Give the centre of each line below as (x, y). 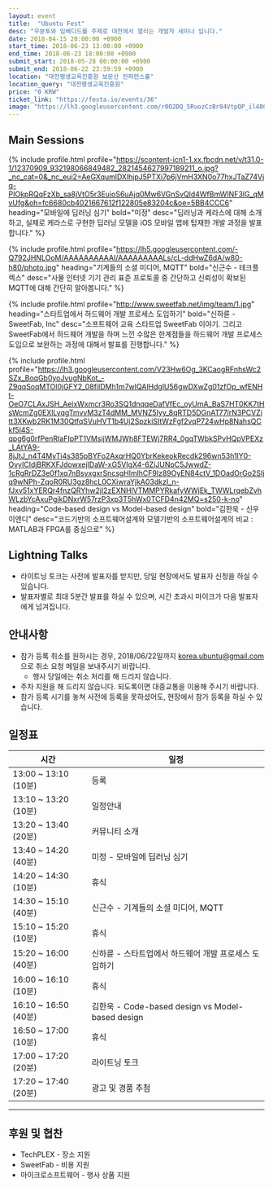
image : (19, 107)
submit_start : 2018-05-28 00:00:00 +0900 (80, 62)
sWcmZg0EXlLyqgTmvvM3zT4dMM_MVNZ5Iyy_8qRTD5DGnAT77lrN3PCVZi (135, 412)
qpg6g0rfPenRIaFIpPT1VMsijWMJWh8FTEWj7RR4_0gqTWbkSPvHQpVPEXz (136, 438)
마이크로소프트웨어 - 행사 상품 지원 (75, 1175)
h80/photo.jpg (32, 267)
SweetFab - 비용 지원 (55, 1165)
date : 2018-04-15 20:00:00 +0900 (65, 39)
